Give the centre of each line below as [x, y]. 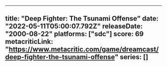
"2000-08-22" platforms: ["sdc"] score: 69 [75, 34]
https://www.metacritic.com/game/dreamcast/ [84, 49]
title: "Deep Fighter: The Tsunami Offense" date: [82, 18]
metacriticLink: [29, 42]
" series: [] [131, 57]
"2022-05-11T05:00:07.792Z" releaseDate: [74, 26]
